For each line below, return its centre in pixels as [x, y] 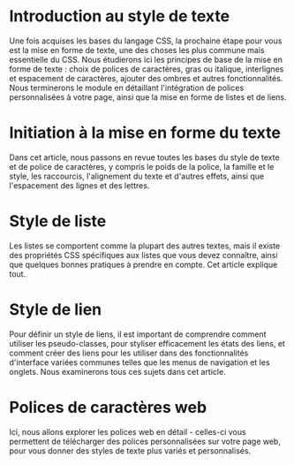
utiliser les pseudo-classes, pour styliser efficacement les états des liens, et [147, 343]
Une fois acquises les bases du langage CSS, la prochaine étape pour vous [146, 41]
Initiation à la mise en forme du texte [145, 133]
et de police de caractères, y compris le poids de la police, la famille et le [142, 166]
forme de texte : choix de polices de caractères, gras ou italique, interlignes [147, 69]
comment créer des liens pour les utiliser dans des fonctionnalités [129, 353]
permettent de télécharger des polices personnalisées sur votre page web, [145, 441]
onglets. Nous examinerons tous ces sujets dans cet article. [118, 371]
